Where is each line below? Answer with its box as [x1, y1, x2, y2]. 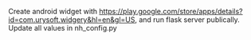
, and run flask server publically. [135, 15, 241, 24]
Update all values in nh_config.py [8, 24, 117, 32]
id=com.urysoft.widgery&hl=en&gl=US [8, 15, 135, 24]
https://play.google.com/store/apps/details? [99, 7, 243, 16]
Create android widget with [8, 7, 98, 16]
